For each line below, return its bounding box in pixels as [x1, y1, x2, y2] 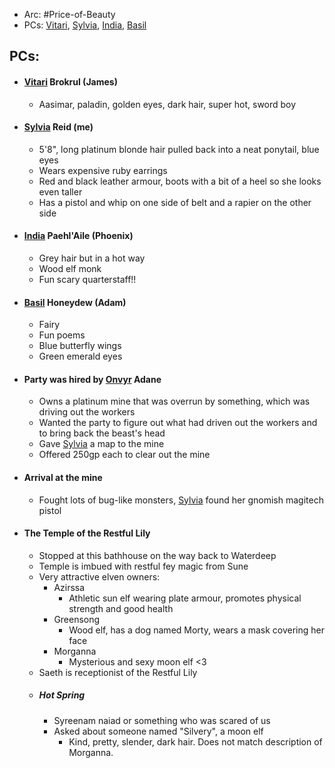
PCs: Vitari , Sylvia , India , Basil [23, 19, 147, 31]
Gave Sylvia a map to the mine [38, 438, 165, 450]
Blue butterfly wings [38, 340, 122, 352]
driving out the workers [38, 406, 136, 418]
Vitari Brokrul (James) [23, 75, 118, 88]
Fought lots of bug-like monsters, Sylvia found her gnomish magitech [38, 494, 324, 506]
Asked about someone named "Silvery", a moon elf [53, 725, 264, 737]
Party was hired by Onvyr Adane [23, 373, 162, 385]
